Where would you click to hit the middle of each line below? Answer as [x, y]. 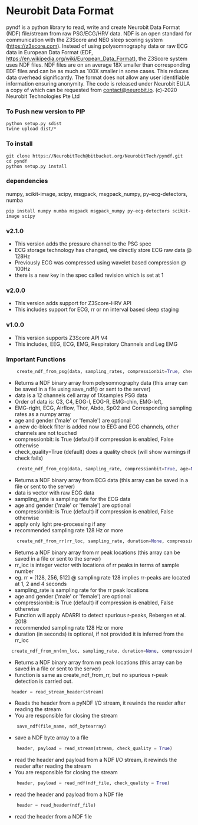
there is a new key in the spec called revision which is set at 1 [89, 275]
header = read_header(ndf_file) [56, 806]
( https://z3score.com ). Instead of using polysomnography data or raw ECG [97, 46]
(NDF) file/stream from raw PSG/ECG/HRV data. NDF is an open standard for [99, 33]
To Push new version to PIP [46, 112]
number [24, 571]
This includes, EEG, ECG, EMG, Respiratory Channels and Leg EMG [96, 344]
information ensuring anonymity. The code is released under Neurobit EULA [98, 83]
